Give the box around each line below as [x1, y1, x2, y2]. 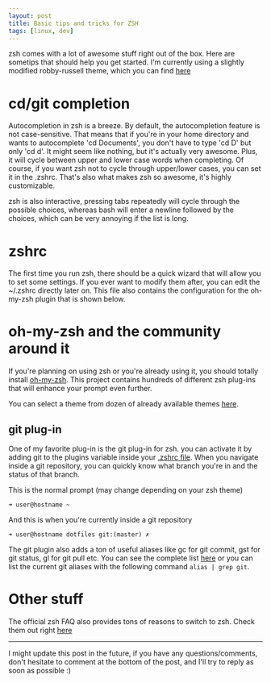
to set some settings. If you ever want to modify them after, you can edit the [8, 277, 261, 287]
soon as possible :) [8, 665, 71, 675]
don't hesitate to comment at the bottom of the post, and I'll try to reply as [8, 656, 254, 666]
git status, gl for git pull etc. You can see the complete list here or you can [8, 553, 254, 563]
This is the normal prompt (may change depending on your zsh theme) [8, 485, 244, 494]
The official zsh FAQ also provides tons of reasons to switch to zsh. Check [8, 616, 256, 626]
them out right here [8, 625, 73, 635]
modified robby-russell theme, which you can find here [8, 66, 191, 76]
